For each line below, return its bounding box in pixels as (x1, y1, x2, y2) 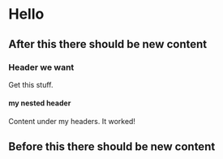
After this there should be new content (8, 37, 208, 51)
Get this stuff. (8, 79, 54, 89)
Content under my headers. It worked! (8, 117, 136, 127)
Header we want (8, 62, 75, 73)
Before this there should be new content (8, 140, 216, 154)
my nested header (8, 98, 71, 108)
